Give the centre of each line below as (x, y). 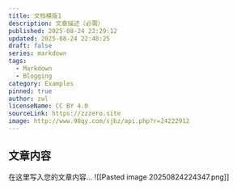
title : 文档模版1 (35, 16)
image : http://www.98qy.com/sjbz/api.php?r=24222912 (99, 121)
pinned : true (30, 91)
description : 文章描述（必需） (56, 23)
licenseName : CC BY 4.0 (49, 106)
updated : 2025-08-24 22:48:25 (59, 38)
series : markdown (38, 53)
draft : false (30, 46)
